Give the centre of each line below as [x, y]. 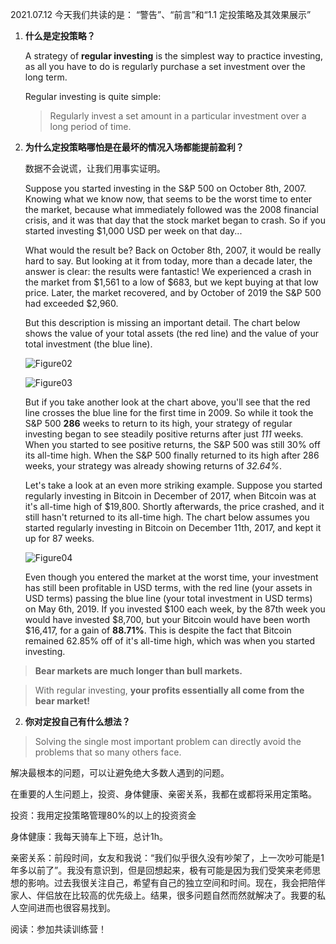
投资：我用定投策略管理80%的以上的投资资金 [103, 815]
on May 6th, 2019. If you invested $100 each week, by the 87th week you [175, 609]
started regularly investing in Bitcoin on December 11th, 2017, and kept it [173, 527]
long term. [46, 77]
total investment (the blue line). [88, 344]
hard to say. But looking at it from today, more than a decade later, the [168, 261]
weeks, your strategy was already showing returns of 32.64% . [153, 466]
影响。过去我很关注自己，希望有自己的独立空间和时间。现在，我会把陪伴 [176, 882]
